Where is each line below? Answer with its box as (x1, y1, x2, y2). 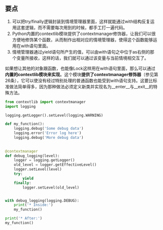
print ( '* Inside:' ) (14, 203, 54, 208)
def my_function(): (5, 121, 45, 127)
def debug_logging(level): (5, 153, 60, 158)
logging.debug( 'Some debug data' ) (14, 126, 84, 131)
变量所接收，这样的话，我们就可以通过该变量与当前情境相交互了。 (16, 55, 149, 61)
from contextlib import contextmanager (5, 99, 86, 104)
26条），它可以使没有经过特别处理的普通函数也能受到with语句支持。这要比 (5, 77, 153, 83)
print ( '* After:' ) (5, 216, 42, 221)
